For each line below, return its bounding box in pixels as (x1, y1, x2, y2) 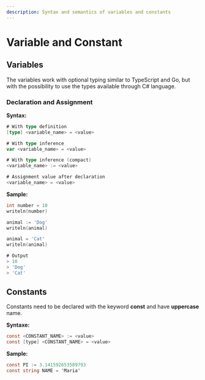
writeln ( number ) (6, 208, 48, 215)
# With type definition (6, 123, 67, 129)
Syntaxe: (6, 321, 30, 329)
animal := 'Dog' (6, 219, 48, 226)
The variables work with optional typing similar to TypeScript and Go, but (6, 76, 190, 83)
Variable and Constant (6, 35, 122, 49)
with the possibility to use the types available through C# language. (6, 82, 176, 89)
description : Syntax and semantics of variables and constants (6, 9, 171, 15)
